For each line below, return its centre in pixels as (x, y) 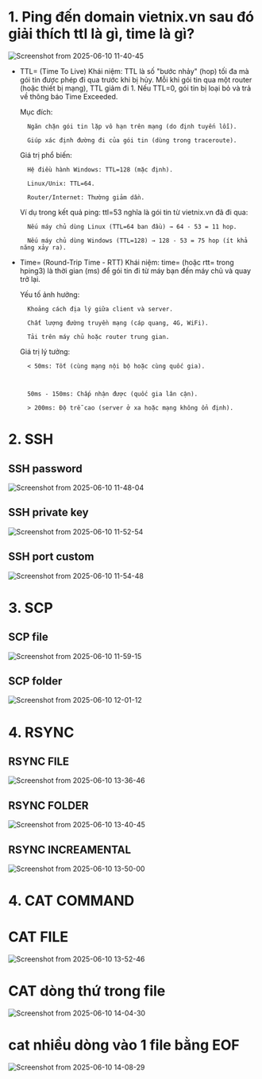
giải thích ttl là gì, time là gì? (102, 34)
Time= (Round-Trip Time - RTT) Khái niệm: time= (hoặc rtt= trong (127, 262)
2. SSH (31, 439)
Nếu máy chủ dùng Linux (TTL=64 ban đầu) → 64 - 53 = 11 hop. (132, 226)
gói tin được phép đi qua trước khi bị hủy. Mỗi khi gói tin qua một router (136, 79)
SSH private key (48, 513)
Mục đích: (36, 112)
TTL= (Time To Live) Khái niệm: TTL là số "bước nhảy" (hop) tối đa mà (134, 71)
